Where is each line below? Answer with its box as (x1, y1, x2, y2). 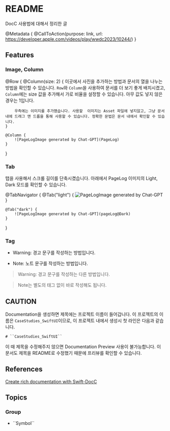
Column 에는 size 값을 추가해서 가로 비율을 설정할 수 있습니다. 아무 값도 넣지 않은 (5, 91, 163, 97)
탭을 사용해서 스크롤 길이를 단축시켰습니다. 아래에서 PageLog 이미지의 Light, (5, 175, 158, 181)
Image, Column (5, 66, 44, 73)
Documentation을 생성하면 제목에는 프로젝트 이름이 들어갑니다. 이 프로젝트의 (5, 311, 158, 318)
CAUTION (5, 297, 37, 305)
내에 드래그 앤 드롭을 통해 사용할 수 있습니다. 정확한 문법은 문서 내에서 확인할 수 (5, 114, 156, 119)
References (5, 365, 43, 374)
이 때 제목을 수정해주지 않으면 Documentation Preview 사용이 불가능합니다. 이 (5, 344, 161, 350)
